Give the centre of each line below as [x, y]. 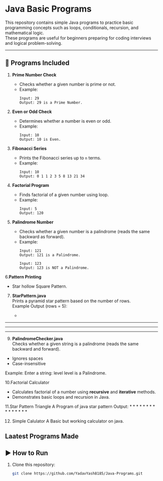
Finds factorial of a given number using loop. [64, 194]
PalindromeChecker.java [37, 338]
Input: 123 [30, 263]
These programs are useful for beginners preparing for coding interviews [78, 38]
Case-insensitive [29, 363]
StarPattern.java [29, 296]
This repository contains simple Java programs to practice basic [69, 22]
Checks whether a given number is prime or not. [68, 84]
